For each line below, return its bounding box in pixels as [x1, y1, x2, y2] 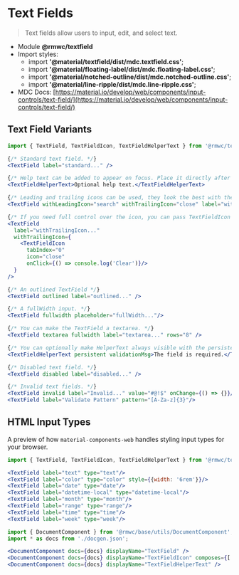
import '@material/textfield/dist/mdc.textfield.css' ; [28, 57, 184, 65]
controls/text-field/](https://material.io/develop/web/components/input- [17, 95, 228, 104]
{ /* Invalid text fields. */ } [7, 383, 97, 391]
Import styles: [17, 50, 58, 58]
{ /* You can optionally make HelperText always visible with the [7, 344, 205, 352]
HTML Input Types [7, 416, 91, 428]
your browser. [7, 443, 48, 451]
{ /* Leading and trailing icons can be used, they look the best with [7, 194, 221, 201]
